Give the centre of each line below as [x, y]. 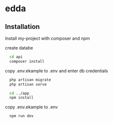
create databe [19, 48]
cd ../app [19, 93]
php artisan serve [28, 84]
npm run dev [22, 116]
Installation [22, 27]
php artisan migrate [30, 80]
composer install [27, 61]
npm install [22, 98]
